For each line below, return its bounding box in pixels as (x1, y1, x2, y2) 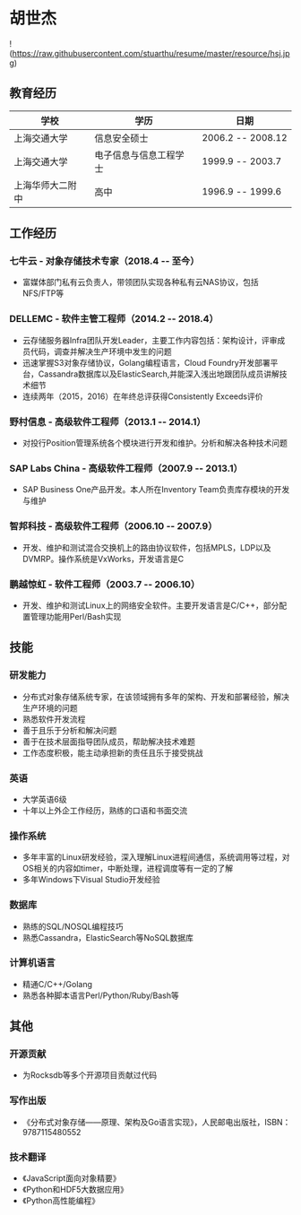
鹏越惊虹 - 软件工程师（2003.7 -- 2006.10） (9, 577, 201, 590)
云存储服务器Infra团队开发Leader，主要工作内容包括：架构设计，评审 (21, 334, 278, 345)
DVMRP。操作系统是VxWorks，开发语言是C (21, 553, 185, 564)
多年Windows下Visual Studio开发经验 (21, 874, 160, 885)
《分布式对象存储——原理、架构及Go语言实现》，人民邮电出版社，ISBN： (21, 1116, 291, 1127)
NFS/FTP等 (21, 288, 64, 299)
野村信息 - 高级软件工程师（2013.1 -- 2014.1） (9, 415, 206, 428)
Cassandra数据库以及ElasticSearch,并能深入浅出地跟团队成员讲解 (38, 369, 280, 379)
